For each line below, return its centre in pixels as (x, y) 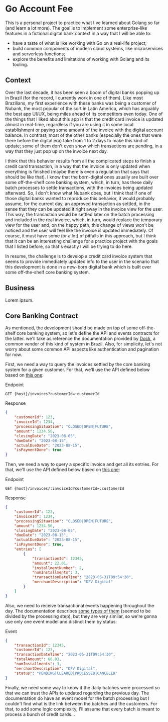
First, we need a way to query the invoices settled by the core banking (78, 365)
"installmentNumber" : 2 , (58, 568)
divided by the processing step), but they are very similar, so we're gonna (81, 616)
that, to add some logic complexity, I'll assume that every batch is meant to (82, 709)
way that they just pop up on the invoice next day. (57, 151)
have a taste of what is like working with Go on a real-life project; (79, 43)
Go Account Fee (39, 9)
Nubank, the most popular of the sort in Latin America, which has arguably (82, 108)
